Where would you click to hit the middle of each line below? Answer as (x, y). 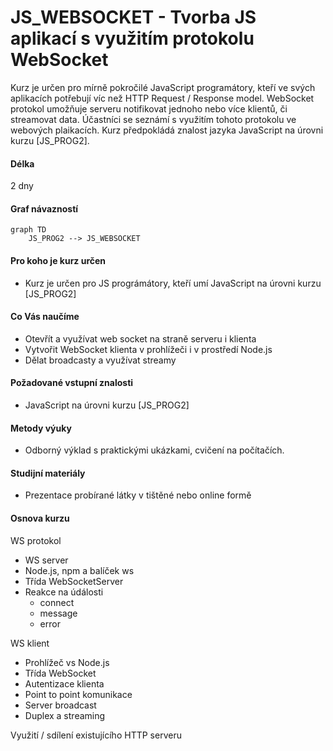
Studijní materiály (48, 473)
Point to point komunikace (78, 694)
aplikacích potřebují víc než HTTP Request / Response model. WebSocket (162, 98)
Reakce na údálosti (64, 592)
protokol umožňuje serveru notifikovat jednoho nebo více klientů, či (149, 108)
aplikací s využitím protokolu (132, 38)
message (58, 613)
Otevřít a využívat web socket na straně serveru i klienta (140, 338)
